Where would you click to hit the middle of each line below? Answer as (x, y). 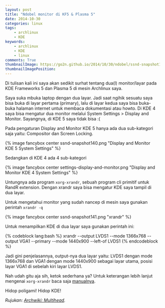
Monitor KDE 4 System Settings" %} (41, 172)
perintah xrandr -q (24, 207)
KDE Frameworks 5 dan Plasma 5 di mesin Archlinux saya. (64, 88)
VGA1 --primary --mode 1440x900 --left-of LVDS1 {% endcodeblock (89, 241)
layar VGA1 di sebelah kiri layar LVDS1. (44, 266)
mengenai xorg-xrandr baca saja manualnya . (50, 281)
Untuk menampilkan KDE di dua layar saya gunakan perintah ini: (70, 226)
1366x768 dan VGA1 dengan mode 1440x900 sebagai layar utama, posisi (79, 261)
